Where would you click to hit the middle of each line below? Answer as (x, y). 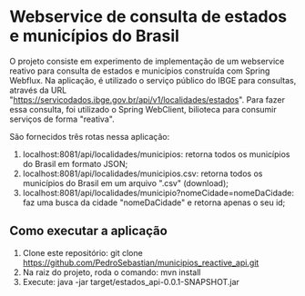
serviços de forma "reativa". (62, 119)
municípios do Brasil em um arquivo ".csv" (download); (126, 183)
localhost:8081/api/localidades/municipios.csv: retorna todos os (142, 173)
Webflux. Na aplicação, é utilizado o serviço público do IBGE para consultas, (153, 80)
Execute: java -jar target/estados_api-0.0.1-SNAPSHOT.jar (131, 281)
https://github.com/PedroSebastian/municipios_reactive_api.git (141, 262)
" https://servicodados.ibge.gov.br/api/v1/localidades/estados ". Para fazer (147, 99)
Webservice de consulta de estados (148, 17)
